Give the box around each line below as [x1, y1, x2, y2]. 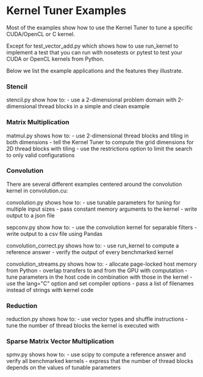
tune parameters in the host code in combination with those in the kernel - [6, 273, 193, 280]
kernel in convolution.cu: [6, 187, 68, 194]
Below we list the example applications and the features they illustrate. [6, 67, 183, 74]
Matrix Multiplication [6, 118, 69, 126]
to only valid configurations [6, 151, 75, 159]
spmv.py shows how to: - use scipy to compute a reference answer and [6, 351, 186, 358]
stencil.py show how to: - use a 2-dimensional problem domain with [6, 96, 177, 104]
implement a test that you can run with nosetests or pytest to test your [6, 48, 183, 56]
